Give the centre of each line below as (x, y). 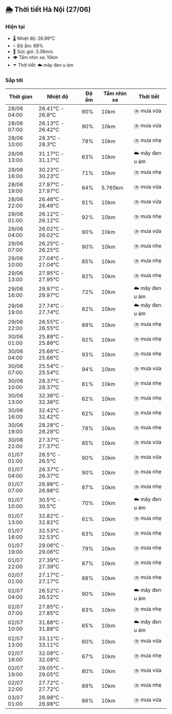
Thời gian (21, 97)
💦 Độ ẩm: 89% (28, 46)
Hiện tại (15, 27)
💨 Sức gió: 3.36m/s (33, 51)
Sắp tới (14, 80)
